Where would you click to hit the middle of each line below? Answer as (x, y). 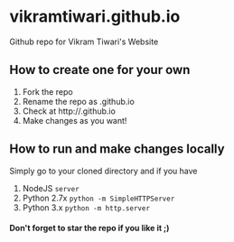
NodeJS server (51, 188)
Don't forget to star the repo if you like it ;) (89, 228)
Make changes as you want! (75, 120)
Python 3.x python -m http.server (86, 207)
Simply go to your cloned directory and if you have (103, 171)
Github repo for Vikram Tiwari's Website (84, 42)
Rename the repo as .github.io (79, 101)
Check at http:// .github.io (69, 111)
